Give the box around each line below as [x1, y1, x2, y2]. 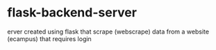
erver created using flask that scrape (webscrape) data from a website [7, 27, 210, 36]
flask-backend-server [7, 5, 138, 21]
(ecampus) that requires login [7, 34, 92, 42]
